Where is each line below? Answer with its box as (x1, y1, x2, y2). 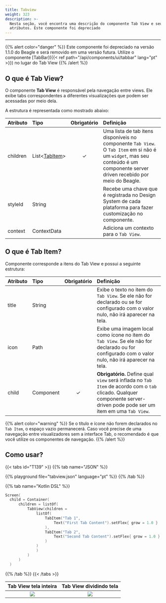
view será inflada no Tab (97, 377, 152, 384)
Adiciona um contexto (103, 224, 154, 231)
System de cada (103, 198, 141, 204)
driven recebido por (103, 171, 149, 178)
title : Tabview (5, 7, 37, 12)
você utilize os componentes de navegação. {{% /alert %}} (5, 436, 125, 442)
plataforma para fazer (103, 204, 154, 211)
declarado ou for (97, 343, 136, 350)
